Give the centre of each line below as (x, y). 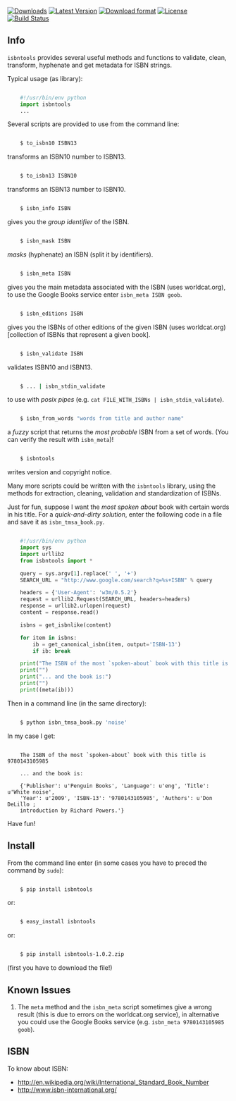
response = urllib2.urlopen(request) (75, 606)
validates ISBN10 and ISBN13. (50, 367)
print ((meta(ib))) (47, 690)
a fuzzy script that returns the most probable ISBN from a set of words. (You (118, 432)
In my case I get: (31, 736)
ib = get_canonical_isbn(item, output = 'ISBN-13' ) (107, 644)
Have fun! (21, 823)
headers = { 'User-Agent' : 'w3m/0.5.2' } (79, 593)
